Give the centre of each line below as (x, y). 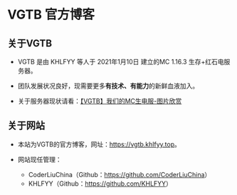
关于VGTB (30, 43)
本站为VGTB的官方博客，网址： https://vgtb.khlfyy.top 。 (99, 144)
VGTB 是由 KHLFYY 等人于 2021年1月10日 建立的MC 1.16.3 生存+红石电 (121, 62)
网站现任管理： (39, 159)
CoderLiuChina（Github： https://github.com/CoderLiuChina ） (120, 174)
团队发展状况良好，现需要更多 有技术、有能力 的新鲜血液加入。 (108, 86)
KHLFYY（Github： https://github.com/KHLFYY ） (100, 184)
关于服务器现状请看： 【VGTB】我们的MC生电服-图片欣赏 (100, 101)
